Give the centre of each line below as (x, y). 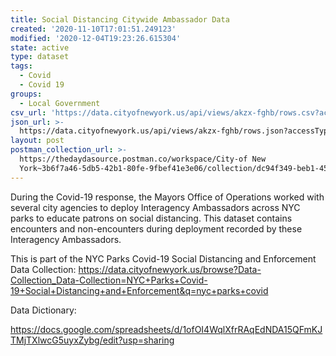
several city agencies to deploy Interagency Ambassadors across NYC (155, 207)
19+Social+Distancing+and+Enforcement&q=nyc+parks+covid (139, 290)
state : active (40, 47)
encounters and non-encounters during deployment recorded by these (156, 228)
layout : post (37, 141)
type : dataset (40, 57)
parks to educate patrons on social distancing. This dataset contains (151, 218)
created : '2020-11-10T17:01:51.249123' (93, 29)
